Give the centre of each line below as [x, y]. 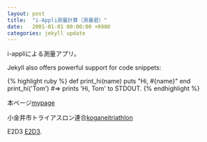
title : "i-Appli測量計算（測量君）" [57, 20]
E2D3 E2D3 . [25, 132]
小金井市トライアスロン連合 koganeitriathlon [70, 118]
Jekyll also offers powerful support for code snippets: [84, 68]
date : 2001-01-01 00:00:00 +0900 [59, 26]
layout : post [26, 14]
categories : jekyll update [46, 33]
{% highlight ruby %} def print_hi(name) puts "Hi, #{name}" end [99, 81]
